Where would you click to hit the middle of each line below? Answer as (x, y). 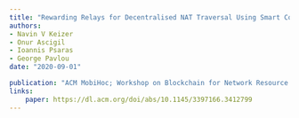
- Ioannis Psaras (41, 51)
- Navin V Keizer (41, 34)
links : (21, 91)
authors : (25, 26)
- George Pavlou (39, 59)
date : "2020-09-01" (45, 67)
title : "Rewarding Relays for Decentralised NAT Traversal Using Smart (145, 17)
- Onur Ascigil (37, 42)
